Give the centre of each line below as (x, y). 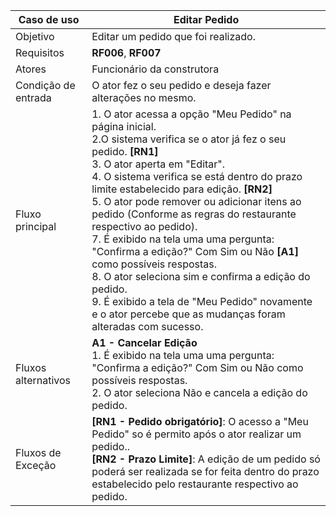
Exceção (36, 465)
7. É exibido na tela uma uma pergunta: (183, 239)
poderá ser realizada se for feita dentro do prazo (205, 471)
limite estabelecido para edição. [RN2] (182, 189)
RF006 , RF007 (126, 52)
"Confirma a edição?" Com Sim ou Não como (197, 367)
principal (36, 226)
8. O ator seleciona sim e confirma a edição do (201, 276)
